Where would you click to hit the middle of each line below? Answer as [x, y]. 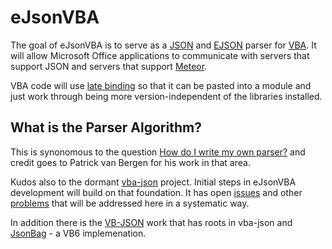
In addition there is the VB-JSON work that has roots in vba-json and [151, 222]
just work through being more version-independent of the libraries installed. [166, 96]
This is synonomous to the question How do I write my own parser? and [158, 152]
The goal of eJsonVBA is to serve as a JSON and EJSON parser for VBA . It [163, 45]
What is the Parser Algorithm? [106, 127]
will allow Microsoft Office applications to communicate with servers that [160, 55]
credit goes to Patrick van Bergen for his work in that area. [130, 162]
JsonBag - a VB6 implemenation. [78, 233]
